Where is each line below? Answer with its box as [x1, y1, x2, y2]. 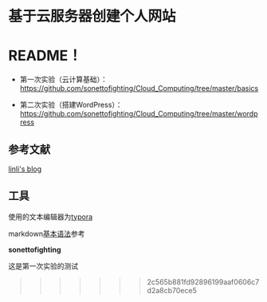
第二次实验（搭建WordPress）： [19, 100, 123, 110]
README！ [8, 47, 82, 65]
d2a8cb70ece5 [147, 285, 197, 295]
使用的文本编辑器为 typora [8, 212, 93, 222]
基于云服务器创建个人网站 [8, 7, 177, 25]
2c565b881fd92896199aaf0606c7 [147, 277, 260, 287]
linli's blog [8, 164, 42, 174]
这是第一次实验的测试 [8, 261, 78, 271]
